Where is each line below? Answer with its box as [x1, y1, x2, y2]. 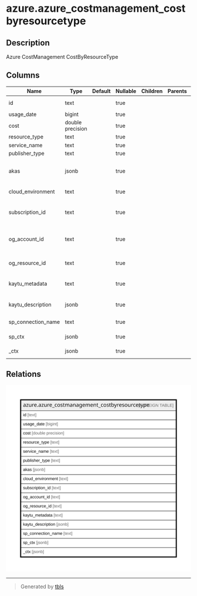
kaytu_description [8, 301, 52, 308]
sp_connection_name [8, 319, 60, 326]
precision [64, 125, 88, 133]
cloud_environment [8, 188, 55, 195]
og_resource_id [8, 260, 46, 267]
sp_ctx [8, 333, 25, 340]
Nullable [115, 88, 137, 95]
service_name [8, 141, 43, 148]
